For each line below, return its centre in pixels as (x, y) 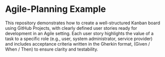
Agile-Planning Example (56, 9)
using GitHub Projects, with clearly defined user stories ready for (71, 28)
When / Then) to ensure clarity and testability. (52, 49)
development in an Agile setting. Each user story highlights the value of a (80, 33)
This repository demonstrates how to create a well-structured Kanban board (83, 23)
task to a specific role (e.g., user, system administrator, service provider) (79, 39)
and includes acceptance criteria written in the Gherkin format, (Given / (78, 44)
